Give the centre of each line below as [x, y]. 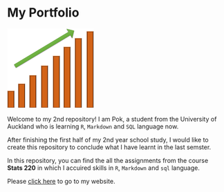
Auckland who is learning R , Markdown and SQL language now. [93, 126]
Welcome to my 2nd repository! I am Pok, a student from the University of [112, 119]
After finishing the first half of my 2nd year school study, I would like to [108, 140]
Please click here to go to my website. [61, 181]
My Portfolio [43, 13]
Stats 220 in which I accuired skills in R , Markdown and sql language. [104, 168]
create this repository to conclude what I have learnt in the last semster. [109, 147]
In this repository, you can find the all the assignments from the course [108, 160]
